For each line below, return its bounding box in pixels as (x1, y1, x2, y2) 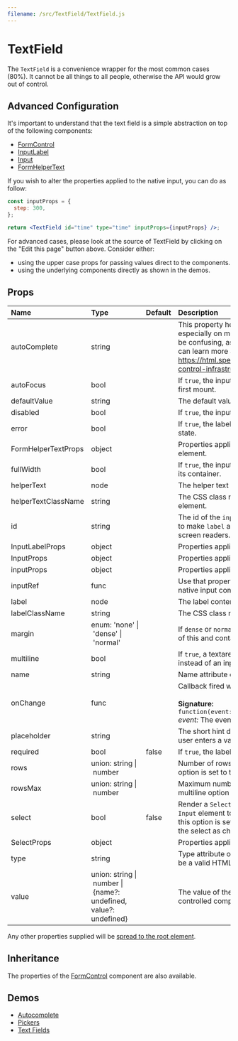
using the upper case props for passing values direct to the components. (17, 258, 231, 266)
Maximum (178, 779, 211, 789)
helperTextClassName (11, 496, 85, 506)
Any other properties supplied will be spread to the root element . (7, 932, 196, 940)
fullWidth (11, 464, 41, 474)
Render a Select (178, 799, 232, 809)
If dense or (178, 624, 212, 634)
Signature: (178, 699, 214, 708)
